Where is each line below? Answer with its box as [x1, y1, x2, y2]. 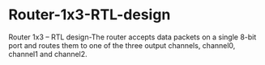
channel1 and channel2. [8, 49, 88, 59]
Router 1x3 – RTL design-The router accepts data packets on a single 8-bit [8, 32, 257, 42]
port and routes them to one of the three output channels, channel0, [8, 40, 236, 50]
